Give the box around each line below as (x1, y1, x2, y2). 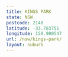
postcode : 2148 (6, 20, 44, 26)
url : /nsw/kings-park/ (6, 36, 62, 42)
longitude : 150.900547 (6, 31, 62, 37)
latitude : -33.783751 (6, 25, 60, 31)
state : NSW (6, 14, 33, 20)
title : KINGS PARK (6, 8, 51, 15)
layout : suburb (6, 42, 44, 48)
